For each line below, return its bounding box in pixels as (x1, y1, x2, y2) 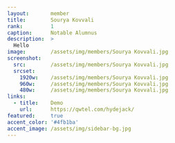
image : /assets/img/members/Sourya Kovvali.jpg (7, 49, 169, 56)
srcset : (13, 67, 36, 74)
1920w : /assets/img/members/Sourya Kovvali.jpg (19, 74, 169, 81)
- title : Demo (13, 100, 64, 107)
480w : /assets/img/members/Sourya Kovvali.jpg (19, 87, 169, 93)
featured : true (7, 112, 64, 119)
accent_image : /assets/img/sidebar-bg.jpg (7, 125, 131, 132)
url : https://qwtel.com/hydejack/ (19, 106, 135, 113)
